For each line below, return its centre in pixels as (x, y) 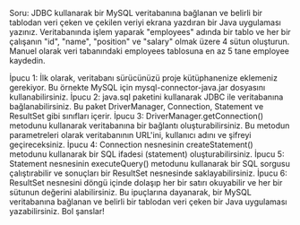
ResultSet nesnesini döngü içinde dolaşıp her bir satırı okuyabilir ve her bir (146, 182)
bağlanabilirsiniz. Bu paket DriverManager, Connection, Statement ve (137, 106)
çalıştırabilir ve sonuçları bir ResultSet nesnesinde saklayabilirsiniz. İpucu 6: (149, 173)
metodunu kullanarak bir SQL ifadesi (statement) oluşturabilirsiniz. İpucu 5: (147, 154)
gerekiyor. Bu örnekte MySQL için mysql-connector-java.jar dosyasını (137, 87)
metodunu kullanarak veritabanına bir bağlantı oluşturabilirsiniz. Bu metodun (150, 125)
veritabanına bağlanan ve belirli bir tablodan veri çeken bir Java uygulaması (148, 202)
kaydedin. (27, 61)
